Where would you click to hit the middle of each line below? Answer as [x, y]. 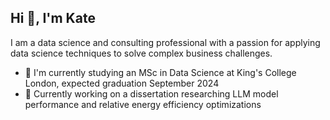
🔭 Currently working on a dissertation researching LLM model [151, 93]
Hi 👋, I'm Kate [53, 18]
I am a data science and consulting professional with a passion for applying [165, 42]
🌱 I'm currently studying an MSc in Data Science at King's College [160, 72]
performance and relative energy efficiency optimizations [143, 104]
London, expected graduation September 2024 [122, 83]
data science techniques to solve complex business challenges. [141, 53]
